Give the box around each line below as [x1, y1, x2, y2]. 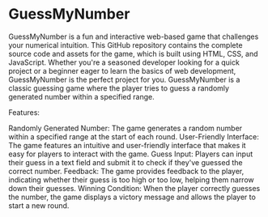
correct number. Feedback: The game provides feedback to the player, [8, 166, 245, 176]
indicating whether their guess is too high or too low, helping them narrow [8, 175, 255, 185]
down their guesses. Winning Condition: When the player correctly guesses [8, 183, 261, 193]
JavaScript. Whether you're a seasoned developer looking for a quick [8, 57, 240, 67]
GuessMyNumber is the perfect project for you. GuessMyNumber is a [8, 74, 240, 84]
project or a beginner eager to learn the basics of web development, [8, 66, 236, 75]
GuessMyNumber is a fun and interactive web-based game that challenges [8, 32, 259, 41]
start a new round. [8, 200, 70, 211]
